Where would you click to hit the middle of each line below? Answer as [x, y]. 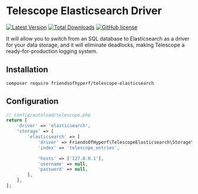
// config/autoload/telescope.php [49, 115]
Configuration [32, 101]
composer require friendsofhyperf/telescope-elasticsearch [80, 83]
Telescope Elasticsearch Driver [84, 11]
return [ [17, 120]
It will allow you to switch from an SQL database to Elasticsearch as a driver [98, 38]
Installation [27, 70]
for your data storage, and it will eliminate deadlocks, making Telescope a [95, 45]
